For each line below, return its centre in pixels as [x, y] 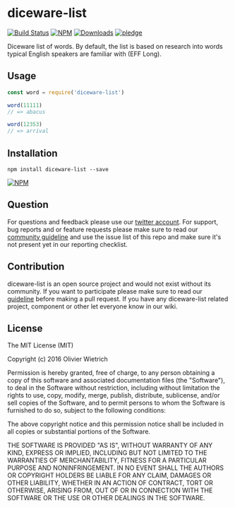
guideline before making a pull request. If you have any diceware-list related [118, 299]
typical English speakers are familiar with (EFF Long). [85, 54]
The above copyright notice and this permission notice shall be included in [115, 424]
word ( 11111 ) [25, 105]
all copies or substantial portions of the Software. [79, 432]
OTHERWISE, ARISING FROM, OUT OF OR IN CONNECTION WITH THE [110, 490]
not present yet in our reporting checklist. [68, 244]
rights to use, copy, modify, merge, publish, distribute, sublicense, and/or [114, 396]
